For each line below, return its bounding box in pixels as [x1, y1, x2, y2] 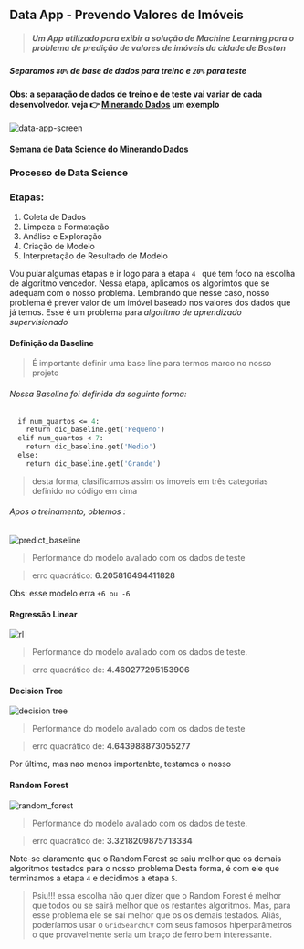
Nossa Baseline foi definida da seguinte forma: [9, 388, 187, 399]
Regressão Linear [9, 608, 78, 619]
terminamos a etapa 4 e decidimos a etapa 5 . [9, 872, 178, 883]
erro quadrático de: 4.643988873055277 [31, 741, 191, 752]
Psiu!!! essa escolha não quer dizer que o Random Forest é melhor [31, 890, 282, 901]
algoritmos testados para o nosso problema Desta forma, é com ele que [9, 862, 280, 873]
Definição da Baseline [9, 337, 94, 348]
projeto [31, 367, 59, 378]
